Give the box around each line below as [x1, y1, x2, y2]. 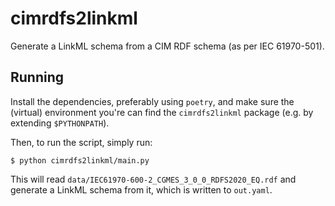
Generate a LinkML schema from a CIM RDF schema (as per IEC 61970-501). [10, 40, 325, 52]
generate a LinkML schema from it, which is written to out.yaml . [10, 183, 273, 196]
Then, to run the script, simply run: [10, 136, 153, 148]
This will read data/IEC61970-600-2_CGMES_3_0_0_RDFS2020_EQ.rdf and [10, 173, 297, 185]
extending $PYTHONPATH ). [10, 117, 110, 129]
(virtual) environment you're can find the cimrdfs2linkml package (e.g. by [10, 106, 314, 118]
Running [10, 69, 65, 86]
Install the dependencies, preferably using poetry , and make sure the [10, 95, 295, 107]
